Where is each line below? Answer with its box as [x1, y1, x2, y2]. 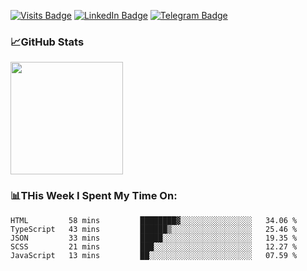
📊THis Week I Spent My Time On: [10, 189, 178, 203]
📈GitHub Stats [10, 35, 85, 49]
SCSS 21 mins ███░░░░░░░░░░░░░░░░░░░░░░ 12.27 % [10, 241, 298, 252]
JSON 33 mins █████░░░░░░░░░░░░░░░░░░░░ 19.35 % [10, 233, 298, 243]
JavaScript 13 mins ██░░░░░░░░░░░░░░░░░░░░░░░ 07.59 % [10, 250, 298, 260]
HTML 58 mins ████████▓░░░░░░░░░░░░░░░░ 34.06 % [10, 215, 298, 225]
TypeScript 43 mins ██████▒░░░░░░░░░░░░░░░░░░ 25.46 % [10, 224, 298, 234]
